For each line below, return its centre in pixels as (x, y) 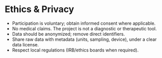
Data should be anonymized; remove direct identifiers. (68, 34)
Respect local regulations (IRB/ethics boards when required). (75, 50)
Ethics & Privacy (39, 9)
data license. (25, 44)
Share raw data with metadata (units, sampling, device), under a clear (84, 39)
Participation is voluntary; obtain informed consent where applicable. (84, 23)
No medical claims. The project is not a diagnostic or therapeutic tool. (84, 28)
